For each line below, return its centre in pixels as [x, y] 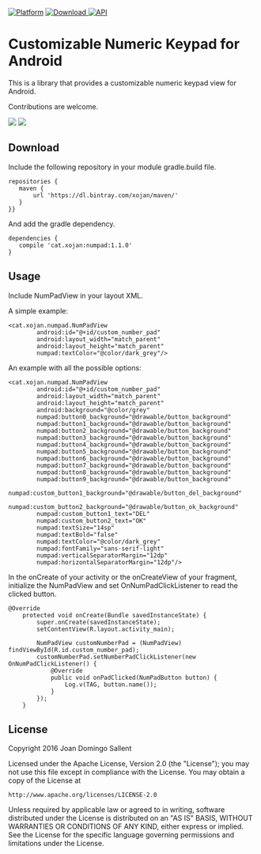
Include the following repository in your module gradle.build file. [112, 167]
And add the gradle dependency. [62, 224]
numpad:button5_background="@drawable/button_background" [134, 451]
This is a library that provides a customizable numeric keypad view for [123, 82]
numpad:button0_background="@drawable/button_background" [134, 417]
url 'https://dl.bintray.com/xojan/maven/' [106, 195]
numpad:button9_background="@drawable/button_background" [134, 479]
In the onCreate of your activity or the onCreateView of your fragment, [123, 577]
